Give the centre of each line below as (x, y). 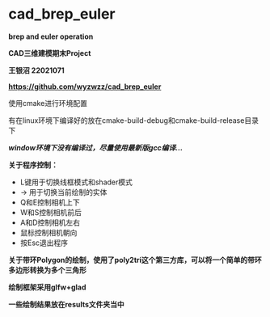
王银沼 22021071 (36, 70)
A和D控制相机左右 (50, 222)
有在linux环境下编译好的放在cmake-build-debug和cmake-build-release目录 (133, 120)
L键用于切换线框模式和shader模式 (76, 182)
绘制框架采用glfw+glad (47, 287)
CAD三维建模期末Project (50, 53)
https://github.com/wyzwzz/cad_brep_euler (85, 87)
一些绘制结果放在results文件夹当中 (67, 304)
